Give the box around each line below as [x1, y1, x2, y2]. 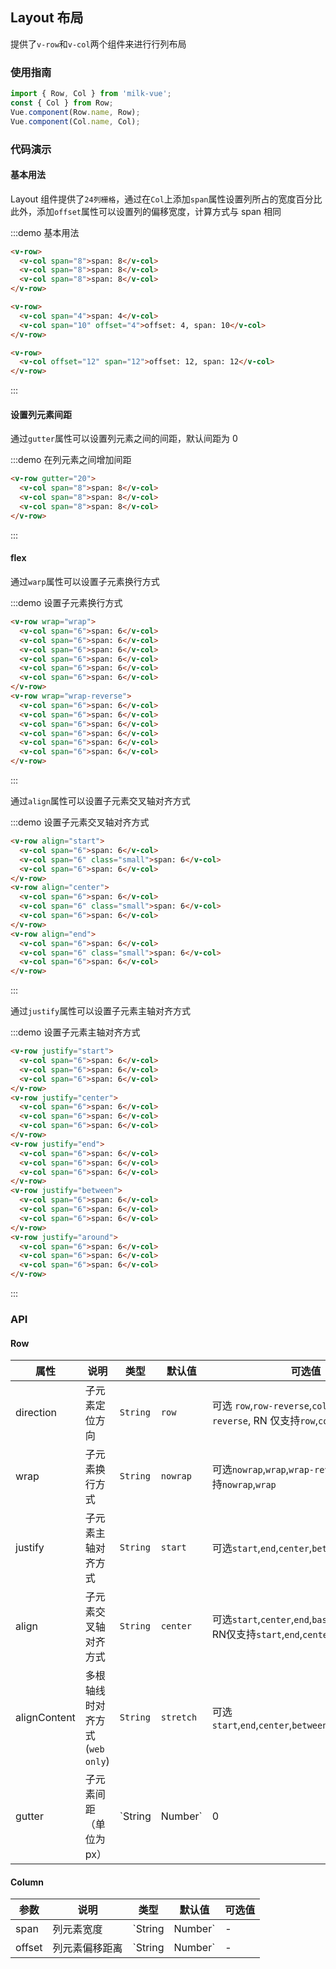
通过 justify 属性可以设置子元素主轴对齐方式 [10, 1005, 192, 1017]
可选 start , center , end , [211, 1613, 313, 1627]
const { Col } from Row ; [10, 98, 114, 108]
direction [15, 1406, 58, 1420]
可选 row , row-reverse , [211, 1399, 313, 1413]
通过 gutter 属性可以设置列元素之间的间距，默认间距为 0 [10, 433, 238, 445]
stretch [160, 1712, 198, 1723]
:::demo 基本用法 [10, 226, 80, 238]
